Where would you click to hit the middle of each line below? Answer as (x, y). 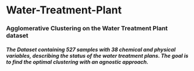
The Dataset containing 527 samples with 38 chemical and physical (91, 49)
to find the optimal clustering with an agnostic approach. (77, 62)
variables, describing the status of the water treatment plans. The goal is (97, 55)
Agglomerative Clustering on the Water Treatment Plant (87, 29)
